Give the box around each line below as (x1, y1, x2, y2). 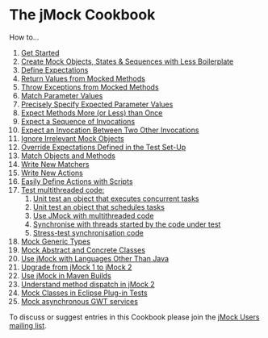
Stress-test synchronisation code (32, 227, 144, 237)
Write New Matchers (20, 159, 90, 169)
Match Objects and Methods (20, 151, 116, 161)
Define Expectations (20, 65, 89, 74)
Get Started (20, 48, 60, 57)
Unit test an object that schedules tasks (32, 202, 165, 211)
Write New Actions (20, 168, 83, 177)
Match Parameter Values (20, 90, 103, 100)
